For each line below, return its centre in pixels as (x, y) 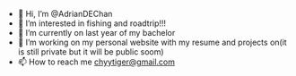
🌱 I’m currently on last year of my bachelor (96, 33)
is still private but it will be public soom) (91, 52)
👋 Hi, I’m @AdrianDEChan (65, 14)
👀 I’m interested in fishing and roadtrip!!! (92, 23)
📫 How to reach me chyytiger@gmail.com (96, 62)
